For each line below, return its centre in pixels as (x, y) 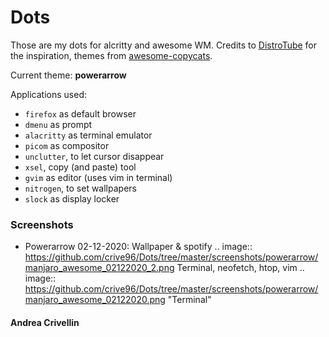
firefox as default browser (80, 113)
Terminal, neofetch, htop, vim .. (240, 268)
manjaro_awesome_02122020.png (95, 300)
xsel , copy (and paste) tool (80, 167)
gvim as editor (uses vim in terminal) (98, 177)
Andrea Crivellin (45, 322)
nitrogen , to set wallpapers (80, 188)
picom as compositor (67, 145)
